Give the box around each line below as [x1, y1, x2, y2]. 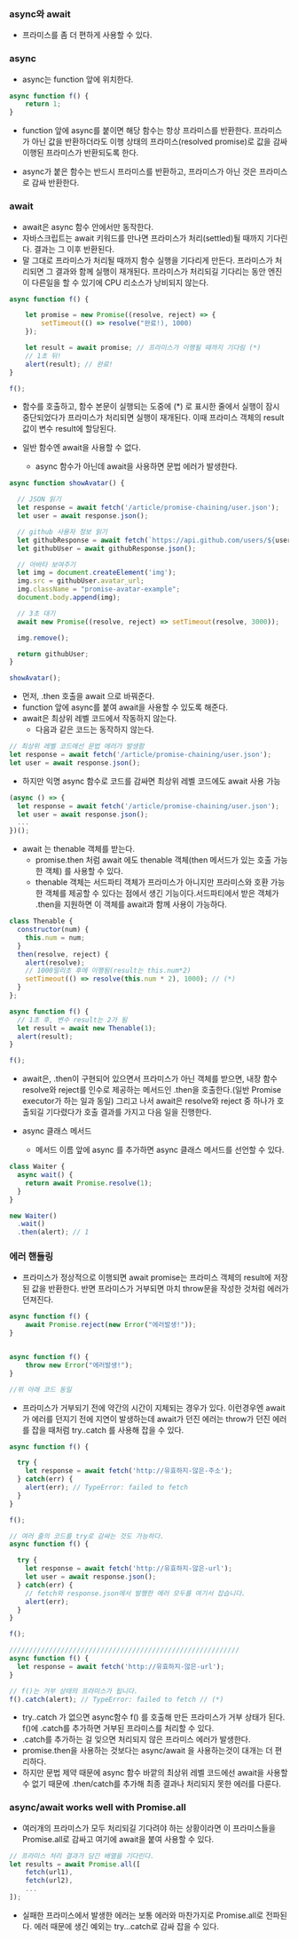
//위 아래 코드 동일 [9, 1385, 73, 1394]
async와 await [9, 7, 71, 20]
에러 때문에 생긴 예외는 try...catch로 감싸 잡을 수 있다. [34, 1920, 220, 1931]
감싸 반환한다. [31, 178, 80, 188]
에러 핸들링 [9, 1251, 54, 1263]
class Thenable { [9, 917, 74, 926]
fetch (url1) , [25, 1868, 74, 1877]
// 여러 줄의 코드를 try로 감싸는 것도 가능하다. [9, 1531, 165, 1540]
